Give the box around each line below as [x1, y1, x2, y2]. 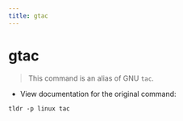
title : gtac [8, 11, 48, 20]
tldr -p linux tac [8, 104, 70, 113]
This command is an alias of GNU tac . [27, 73, 155, 83]
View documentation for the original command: [19, 89, 177, 98]
